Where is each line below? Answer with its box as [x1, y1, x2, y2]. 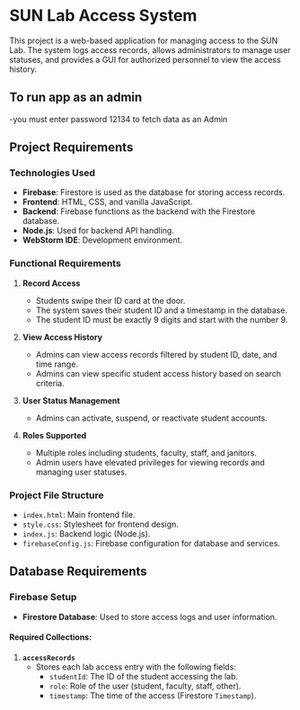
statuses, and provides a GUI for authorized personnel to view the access [9, 54, 281, 65]
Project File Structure [9, 489, 105, 501]
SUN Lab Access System [9, 5, 198, 26]
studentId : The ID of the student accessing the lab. [49, 670, 239, 681]
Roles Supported [22, 430, 87, 440]
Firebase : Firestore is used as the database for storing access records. [22, 187, 286, 198]
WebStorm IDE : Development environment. [22, 235, 182, 245]
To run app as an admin [9, 90, 143, 105]
